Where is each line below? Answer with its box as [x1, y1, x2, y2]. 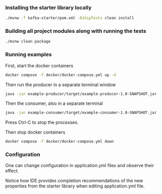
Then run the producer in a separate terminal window [5, 82, 116, 88]
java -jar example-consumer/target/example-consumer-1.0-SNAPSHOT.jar [5, 110, 157, 115]
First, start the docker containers [5, 62, 74, 68]
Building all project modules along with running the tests [5, 27, 146, 34]
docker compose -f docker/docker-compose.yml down [5, 139, 114, 144]
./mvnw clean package [5, 39, 51, 44]
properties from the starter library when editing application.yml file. [5, 183, 145, 189]
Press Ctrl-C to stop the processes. [5, 120, 79, 126]
